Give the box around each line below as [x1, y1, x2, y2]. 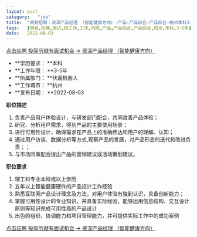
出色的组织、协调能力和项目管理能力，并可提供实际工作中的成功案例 [14, 212, 179, 219]
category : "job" [6, 14, 51, 20]
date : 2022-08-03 [6, 31, 54, 36]
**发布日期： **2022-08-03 [14, 89, 84, 96]
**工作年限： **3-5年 [14, 67, 68, 74]
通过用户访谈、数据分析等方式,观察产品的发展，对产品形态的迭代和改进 [14, 136, 186, 143]
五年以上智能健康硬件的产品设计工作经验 [14, 183, 113, 190]
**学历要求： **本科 [14, 60, 63, 67]
